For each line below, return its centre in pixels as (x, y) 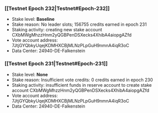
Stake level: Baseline (33, 19)
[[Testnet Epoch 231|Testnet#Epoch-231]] (56, 63)
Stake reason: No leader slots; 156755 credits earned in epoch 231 (79, 24)
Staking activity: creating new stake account (57, 30)
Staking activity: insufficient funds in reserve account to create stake (82, 85)
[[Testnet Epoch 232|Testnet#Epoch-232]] (57, 8)
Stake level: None (30, 74)
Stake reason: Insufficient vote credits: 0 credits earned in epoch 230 (82, 80)
